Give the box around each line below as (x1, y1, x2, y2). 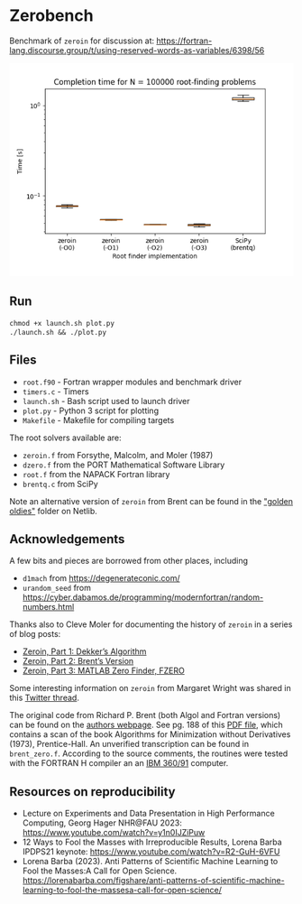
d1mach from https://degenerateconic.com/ (22, 573, 180, 584)
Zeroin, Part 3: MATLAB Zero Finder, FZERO (22, 665, 185, 677)
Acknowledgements (9, 531, 125, 547)
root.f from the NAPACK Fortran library (22, 468, 170, 479)
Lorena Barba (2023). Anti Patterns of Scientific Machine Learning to (22, 856, 279, 867)
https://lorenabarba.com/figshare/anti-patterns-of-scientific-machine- (22, 875, 286, 886)
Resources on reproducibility (9, 784, 176, 799)
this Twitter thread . (9, 692, 79, 704)
